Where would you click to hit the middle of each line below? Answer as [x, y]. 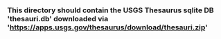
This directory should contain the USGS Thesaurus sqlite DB [110, 10]
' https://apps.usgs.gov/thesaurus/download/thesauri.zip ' [107, 27]
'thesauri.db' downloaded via [58, 18]
